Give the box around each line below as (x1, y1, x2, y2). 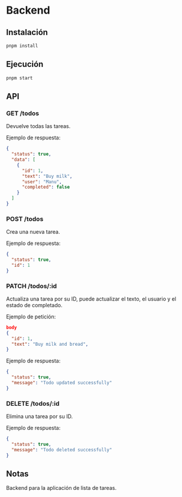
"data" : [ (11, 157, 35, 163)
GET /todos (6, 109, 40, 117)
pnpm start (6, 75, 33, 81)
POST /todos (6, 215, 44, 223)
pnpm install (6, 43, 38, 49)
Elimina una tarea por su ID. (6, 413, 73, 420)
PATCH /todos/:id (6, 282, 57, 290)
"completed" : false (21, 184, 70, 190)
